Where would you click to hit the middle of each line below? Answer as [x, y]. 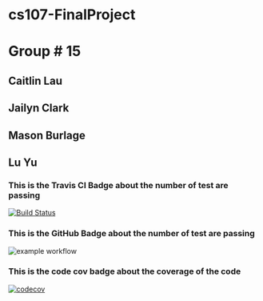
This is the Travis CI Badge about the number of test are [119, 185]
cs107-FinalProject [72, 15]
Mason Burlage [47, 135]
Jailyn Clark [39, 108]
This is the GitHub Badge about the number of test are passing [132, 234]
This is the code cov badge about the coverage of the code [125, 271]
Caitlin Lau [35, 80]
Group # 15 [45, 52]
